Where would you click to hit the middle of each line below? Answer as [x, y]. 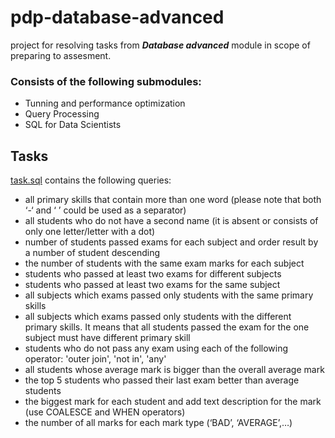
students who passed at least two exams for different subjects [153, 274]
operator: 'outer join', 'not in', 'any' [95, 359]
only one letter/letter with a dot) [90, 232]
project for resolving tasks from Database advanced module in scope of [160, 45]
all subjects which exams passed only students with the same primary [169, 295]
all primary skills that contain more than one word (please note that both [173, 200]
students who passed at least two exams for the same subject [152, 285]
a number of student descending [92, 253]
